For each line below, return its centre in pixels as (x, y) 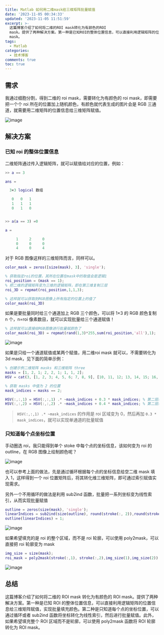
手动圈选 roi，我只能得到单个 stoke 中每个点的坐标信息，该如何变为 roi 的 (79, 446)
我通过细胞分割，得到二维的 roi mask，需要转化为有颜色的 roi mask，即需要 (81, 98)
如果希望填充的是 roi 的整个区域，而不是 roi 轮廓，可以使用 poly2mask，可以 (82, 538)
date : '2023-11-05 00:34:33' (35, 14)
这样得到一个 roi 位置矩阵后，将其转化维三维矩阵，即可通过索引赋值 (84, 477)
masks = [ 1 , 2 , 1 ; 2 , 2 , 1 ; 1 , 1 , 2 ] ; (45, 373)
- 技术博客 (19, 55)
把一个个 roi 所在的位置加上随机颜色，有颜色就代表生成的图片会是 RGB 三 (79, 104)
